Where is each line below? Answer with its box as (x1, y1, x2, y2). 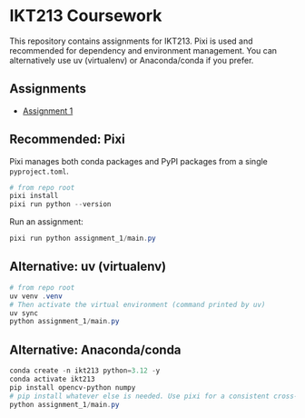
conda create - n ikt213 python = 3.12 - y (9, 366, 161, 375)
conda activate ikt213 (9, 374, 95, 383)
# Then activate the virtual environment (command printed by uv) (9, 300, 266, 309)
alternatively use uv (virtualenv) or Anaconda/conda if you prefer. (9, 55, 254, 65)
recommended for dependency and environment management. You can (9, 45, 278, 55)
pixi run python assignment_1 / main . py (9, 234, 156, 244)
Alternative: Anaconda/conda (9, 342, 182, 357)
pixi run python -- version (9, 200, 112, 209)
